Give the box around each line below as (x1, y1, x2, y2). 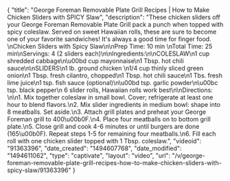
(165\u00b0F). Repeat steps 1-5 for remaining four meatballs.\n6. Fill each (7, 130, 216, 138)
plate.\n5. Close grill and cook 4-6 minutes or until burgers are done (7, 123, 200, 130)
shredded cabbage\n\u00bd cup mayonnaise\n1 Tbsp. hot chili (7, 57, 184, 64)
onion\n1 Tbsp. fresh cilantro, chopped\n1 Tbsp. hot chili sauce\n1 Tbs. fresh (7, 71, 223, 80)
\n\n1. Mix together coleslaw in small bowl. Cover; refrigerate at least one (7, 93, 214, 101)
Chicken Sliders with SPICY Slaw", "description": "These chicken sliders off (7, 13, 221, 21)
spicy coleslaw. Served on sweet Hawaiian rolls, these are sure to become (7, 27, 217, 36)
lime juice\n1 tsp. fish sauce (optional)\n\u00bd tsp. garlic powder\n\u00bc (7, 79, 218, 86)
